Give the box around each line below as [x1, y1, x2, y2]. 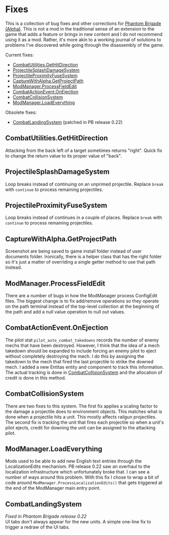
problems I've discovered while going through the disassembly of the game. [5, 42, 164, 48]
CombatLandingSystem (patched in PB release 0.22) [12, 119, 123, 125]
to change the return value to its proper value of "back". [5, 152, 122, 159]
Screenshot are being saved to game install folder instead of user [5, 248, 142, 255]
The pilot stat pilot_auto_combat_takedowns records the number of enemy [5, 337, 159, 343]
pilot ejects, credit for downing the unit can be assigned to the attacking [5, 424, 156, 430]
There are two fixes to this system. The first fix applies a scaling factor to [5, 403, 158, 409]
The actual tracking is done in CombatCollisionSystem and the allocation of [5, 369, 162, 375]
